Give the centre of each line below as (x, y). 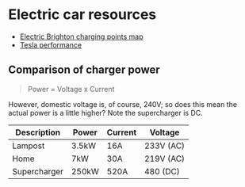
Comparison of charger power (84, 70)
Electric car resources (82, 15)
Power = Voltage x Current (71, 89)
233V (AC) (164, 146)
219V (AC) (164, 158)
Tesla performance (50, 44)
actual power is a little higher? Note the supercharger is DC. (106, 113)
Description (38, 132)
